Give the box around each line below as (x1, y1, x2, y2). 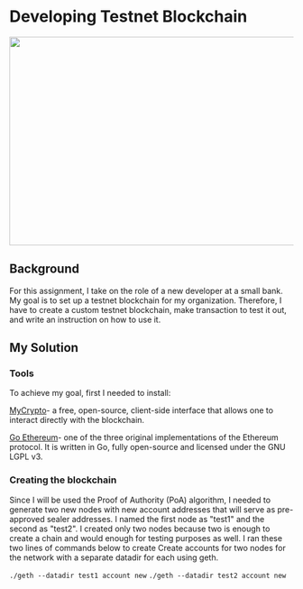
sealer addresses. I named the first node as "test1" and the (46, 513, 265, 524)
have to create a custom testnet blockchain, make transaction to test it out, (9, 304, 287, 315)
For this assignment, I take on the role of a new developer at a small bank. (9, 285, 283, 296)
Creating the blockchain (9, 474, 117, 486)
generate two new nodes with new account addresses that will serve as (9, 503, 276, 515)
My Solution (9, 340, 79, 355)
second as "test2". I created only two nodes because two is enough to (9, 523, 271, 534)
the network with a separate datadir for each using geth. (9, 552, 219, 563)
